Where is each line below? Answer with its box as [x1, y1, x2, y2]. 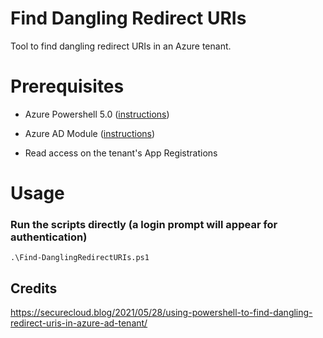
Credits [10, 280, 58, 297]
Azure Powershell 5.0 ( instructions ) [24, 108, 170, 120]
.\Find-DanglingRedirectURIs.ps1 [10, 253, 150, 263]
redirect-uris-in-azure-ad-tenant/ [10, 317, 148, 329]
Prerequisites [10, 75, 125, 98]
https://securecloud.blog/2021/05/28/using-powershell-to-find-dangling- [10, 307, 313, 319]
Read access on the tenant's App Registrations [24, 147, 218, 159]
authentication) [10, 230, 88, 244]
